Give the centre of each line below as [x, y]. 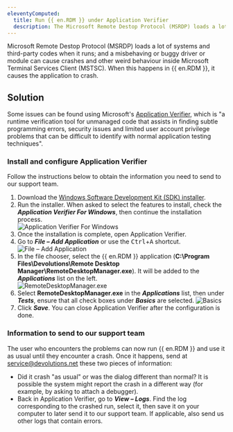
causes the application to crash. [53, 76]
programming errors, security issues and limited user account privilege [109, 129]
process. [30, 220]
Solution [26, 97]
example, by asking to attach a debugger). [78, 391]
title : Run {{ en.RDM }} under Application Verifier [91, 20]
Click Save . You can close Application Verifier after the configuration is [119, 308]
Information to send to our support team [76, 334]
